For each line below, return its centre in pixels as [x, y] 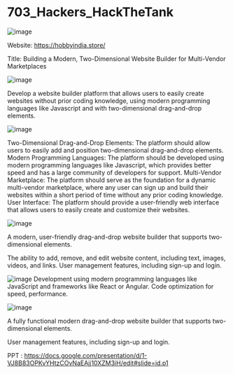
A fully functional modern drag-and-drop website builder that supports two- [117, 321]
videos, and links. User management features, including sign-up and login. [114, 265]
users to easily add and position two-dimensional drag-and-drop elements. [115, 150]
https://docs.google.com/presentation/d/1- [86, 355]
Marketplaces [27, 66]
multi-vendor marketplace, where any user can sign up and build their [108, 187]
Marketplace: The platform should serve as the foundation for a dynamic [112, 180]
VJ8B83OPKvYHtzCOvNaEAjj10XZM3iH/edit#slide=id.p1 [88, 363]
